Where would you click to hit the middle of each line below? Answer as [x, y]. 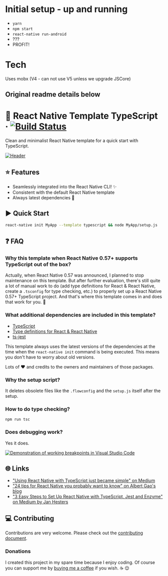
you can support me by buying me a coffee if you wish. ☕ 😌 [67, 568]
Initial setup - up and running [66, 9]
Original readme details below [53, 95]
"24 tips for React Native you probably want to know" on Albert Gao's [84, 486]
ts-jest [19, 336]
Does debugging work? [34, 432]
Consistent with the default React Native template [63, 192]
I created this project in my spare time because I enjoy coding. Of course [80, 562]
